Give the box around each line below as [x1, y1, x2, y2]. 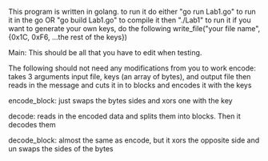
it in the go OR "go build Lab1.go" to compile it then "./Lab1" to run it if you [8, 15, 251, 25]
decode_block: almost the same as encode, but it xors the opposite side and [8, 135, 260, 145]
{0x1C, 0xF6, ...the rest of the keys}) [8, 32, 128, 42]
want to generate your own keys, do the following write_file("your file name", [8, 24, 261, 33]
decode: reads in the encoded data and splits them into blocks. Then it [8, 111, 242, 121]
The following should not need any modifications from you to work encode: [8, 63, 256, 73]
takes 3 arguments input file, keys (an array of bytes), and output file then [8, 72, 251, 81]
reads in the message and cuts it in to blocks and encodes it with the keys [8, 80, 252, 90]
